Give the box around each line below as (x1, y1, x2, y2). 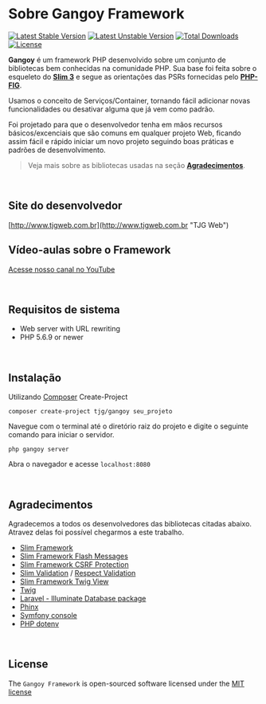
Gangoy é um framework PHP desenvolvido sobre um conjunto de (8, 55, 226, 65)
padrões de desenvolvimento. (8, 145, 106, 154)
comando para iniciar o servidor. (8, 430, 115, 440)
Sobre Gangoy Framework (8, 5, 185, 23)
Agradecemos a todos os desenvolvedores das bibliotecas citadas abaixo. (8, 519, 252, 528)
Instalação (8, 371, 62, 385)
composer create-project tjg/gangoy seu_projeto (8, 408, 173, 416)
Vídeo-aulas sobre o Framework (8, 244, 171, 257)
